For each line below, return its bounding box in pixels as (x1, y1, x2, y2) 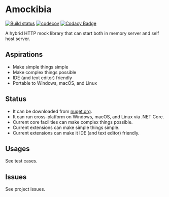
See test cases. (5, 158, 38, 164)
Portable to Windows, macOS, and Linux (12, 80, 97, 86)
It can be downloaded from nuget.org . (12, 108, 92, 114)
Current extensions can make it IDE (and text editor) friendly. (12, 129, 140, 136)
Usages (5, 144, 30, 153)
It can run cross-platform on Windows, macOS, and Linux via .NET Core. (12, 113, 164, 120)
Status (5, 95, 27, 104)
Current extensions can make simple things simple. (12, 124, 120, 130)
